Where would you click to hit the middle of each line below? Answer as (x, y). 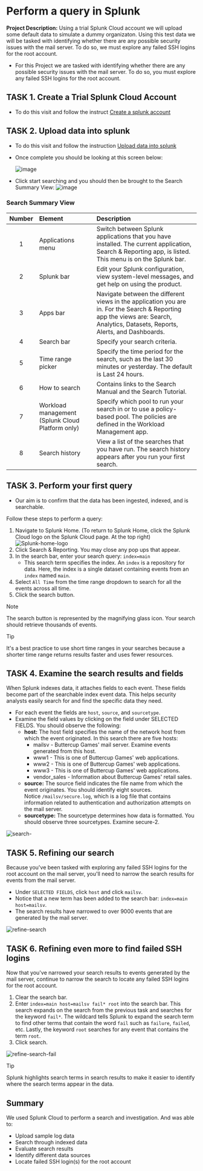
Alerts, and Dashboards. (130, 331)
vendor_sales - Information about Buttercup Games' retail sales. (112, 777)
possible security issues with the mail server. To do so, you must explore (105, 71)
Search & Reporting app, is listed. (143, 251)
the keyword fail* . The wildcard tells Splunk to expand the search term (105, 1017)
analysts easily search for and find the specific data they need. (85, 701)
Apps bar (52, 313)
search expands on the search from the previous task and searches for (103, 1010)
